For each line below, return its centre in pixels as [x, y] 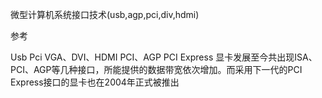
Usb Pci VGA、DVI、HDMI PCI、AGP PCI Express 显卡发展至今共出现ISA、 [164, 57]
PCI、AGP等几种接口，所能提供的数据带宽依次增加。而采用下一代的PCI [156, 69]
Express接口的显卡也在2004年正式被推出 [95, 82]
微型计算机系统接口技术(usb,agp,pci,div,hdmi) [105, 14]
